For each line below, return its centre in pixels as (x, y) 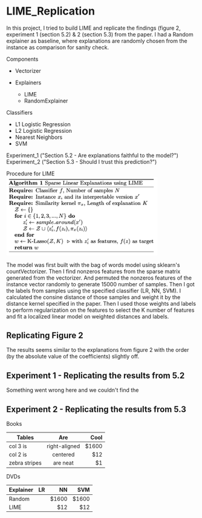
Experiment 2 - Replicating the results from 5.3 (96, 409)
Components (22, 59)
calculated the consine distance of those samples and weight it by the (93, 297)
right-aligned (64, 446)
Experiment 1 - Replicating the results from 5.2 (96, 375)
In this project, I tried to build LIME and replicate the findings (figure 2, (93, 28)
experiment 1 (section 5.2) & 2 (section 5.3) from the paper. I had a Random (100, 34)
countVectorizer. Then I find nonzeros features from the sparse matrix (93, 271)
